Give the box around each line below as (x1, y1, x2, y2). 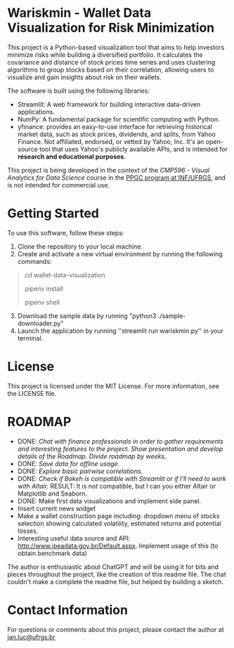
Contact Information (7, 602, 129, 618)
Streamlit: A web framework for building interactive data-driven (17, 100, 201, 108)
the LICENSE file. (7, 389, 57, 397)
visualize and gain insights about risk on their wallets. (7, 72, 162, 81)
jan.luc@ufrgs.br (7, 633, 56, 641)
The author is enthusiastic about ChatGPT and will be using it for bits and (7, 562, 219, 571)
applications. (17, 107, 55, 116)
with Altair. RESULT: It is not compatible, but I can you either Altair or (17, 482, 216, 490)
